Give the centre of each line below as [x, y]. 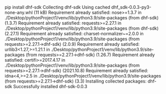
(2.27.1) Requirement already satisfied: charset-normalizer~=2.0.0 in [74, 34]
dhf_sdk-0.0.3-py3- [131, 7]
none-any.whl [19, 12]
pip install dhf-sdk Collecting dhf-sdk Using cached [57, 7]
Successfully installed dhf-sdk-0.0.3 [50, 86]
